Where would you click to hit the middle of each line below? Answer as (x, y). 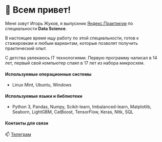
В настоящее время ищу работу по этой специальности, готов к (72, 38)
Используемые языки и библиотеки (44, 96)
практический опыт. (26, 48)
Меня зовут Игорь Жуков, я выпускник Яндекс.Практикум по (69, 23)
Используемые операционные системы (48, 74)
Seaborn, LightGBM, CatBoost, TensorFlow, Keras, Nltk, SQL (73, 112)
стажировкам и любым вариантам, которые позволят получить (71, 43)
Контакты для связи (27, 123)
